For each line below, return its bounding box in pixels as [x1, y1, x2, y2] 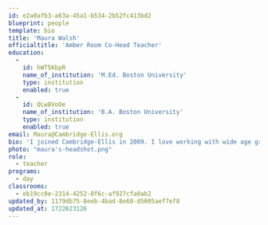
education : [8, 49, 45, 57]
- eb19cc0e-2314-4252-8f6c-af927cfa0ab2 [15, 189, 152, 198]
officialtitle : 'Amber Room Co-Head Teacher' [8, 41, 162, 49]
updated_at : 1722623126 [8, 204, 88, 212]
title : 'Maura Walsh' [8, 34, 81, 42]
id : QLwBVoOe [22, 101, 66, 109]
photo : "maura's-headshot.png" [8, 145, 112, 153]
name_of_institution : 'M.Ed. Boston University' [22, 71, 187, 79]
